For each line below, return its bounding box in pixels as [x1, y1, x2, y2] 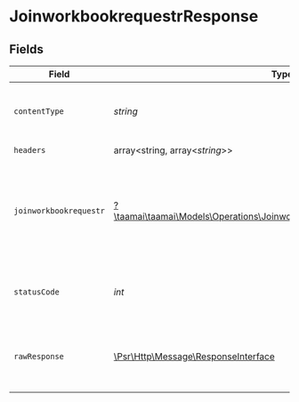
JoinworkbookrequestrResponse [9, 6, 259, 27]
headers [13, 145, 46, 155]
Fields [9, 42, 44, 57]
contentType [13, 107, 65, 117]
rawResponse [13, 351, 65, 361]
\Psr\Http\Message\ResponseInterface [113, 350, 276, 362]
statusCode [13, 287, 60, 297]
